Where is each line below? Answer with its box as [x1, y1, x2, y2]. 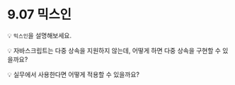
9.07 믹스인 [7, 6, 72, 23]
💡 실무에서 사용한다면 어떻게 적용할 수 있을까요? [7, 70, 140, 79]
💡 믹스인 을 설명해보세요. [7, 31, 72, 40]
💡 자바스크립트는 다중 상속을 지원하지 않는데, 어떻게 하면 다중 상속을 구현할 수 [7, 46, 222, 55]
